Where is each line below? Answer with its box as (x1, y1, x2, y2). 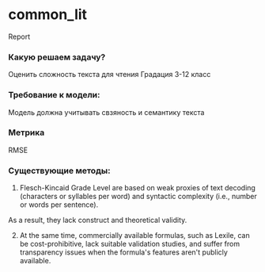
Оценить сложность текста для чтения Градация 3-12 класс (8, 70, 211, 79)
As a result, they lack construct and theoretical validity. (8, 216, 187, 225)
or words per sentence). (19, 200, 99, 209)
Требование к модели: (8, 90, 100, 101)
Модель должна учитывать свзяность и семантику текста (8, 107, 205, 117)
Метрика (8, 127, 45, 138)
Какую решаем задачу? (8, 52, 106, 63)
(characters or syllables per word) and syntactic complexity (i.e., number (19, 192, 257, 201)
